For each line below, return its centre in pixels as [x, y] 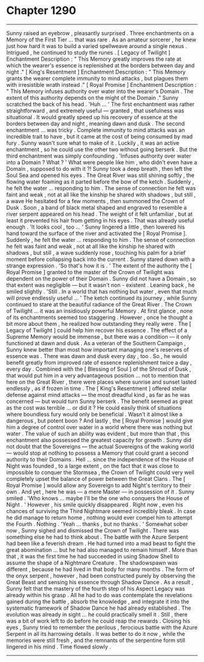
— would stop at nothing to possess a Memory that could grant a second [97, 453]
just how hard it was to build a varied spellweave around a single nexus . [97, 46]
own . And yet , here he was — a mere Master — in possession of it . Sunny [100, 491]
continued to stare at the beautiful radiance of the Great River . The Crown [99, 304]
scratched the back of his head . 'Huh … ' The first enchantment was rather [100, 104]
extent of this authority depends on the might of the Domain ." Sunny [92, 97]
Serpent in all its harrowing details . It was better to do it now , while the [96, 633]
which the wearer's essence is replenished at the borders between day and [100, 65]
